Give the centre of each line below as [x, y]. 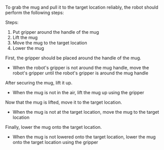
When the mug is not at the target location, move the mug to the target [86, 112]
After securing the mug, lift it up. [39, 83]
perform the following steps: [35, 13]
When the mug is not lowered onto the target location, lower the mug [84, 137]
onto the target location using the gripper [55, 142]
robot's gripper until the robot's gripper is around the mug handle [80, 73]
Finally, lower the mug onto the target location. [53, 127]
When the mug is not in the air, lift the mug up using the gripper [78, 92]
